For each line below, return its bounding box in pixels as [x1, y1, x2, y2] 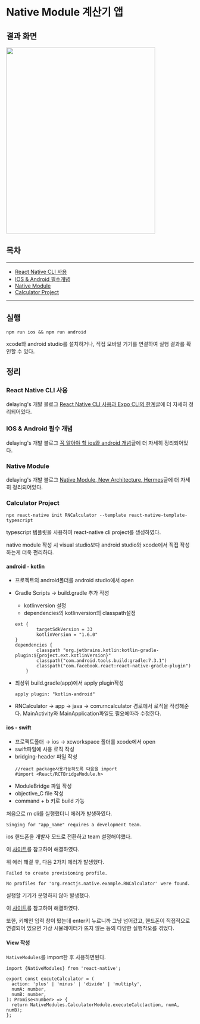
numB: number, [11, 991, 46, 997]
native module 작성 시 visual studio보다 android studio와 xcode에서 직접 [6, 541, 179, 548]
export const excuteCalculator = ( [6, 976, 95, 982]
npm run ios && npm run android [6, 329, 86, 335]
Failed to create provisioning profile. [6, 870, 108, 876]
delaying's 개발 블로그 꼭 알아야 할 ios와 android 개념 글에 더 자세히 [6, 439, 163, 447]
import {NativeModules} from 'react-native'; [6, 965, 121, 971]
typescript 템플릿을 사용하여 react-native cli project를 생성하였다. [6, 529, 161, 536]
